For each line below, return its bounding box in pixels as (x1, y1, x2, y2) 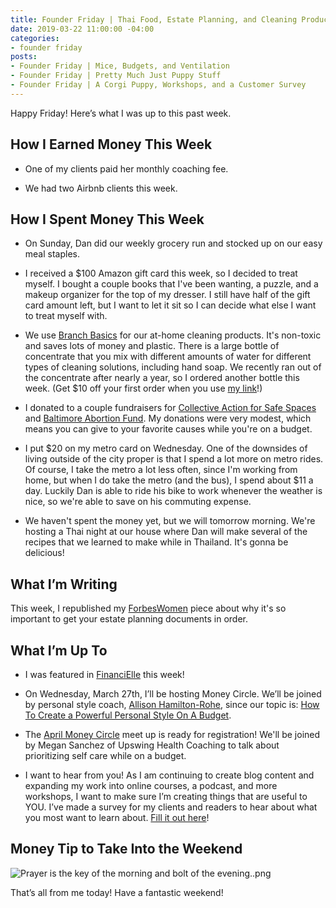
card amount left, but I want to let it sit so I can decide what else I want (24, 299, 317, 311)
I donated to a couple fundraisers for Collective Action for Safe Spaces (24, 402, 317, 414)
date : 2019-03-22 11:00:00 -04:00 (10, 24, 155, 34)
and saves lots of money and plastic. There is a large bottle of (24, 340, 280, 352)
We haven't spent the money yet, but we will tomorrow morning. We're (24, 515, 316, 527)
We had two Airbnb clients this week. (24, 182, 178, 194)
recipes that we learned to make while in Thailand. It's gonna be (24, 536, 289, 548)
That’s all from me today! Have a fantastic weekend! (10, 886, 224, 898)
